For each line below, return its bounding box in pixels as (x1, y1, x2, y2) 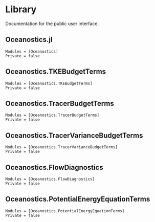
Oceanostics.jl (5, 35, 53, 44)
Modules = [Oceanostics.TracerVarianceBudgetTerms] (5, 145, 118, 150)
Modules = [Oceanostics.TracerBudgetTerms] (5, 113, 100, 118)
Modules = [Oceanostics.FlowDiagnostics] (5, 176, 95, 182)
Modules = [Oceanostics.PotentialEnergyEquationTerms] (5, 208, 125, 213)
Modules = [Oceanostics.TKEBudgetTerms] (5, 81, 93, 86)
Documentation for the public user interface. (5, 20, 99, 27)
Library (5, 4, 37, 15)
